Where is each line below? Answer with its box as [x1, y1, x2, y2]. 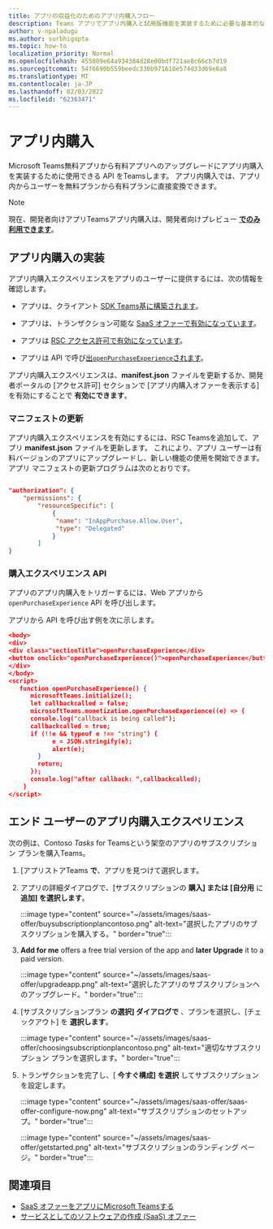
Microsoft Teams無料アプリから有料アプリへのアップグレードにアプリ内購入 [8, 161, 264, 171]
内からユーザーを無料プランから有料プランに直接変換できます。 [8, 181, 222, 191]
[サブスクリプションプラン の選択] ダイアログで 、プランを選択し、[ [19, 1006, 248, 1016]
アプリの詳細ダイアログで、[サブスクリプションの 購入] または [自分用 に [19, 883, 264, 892]
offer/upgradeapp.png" [19, 979, 99, 988]
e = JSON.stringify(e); [51, 737, 132, 745]
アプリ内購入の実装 [8, 250, 105, 264]
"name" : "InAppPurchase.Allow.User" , [55, 517, 184, 525]
